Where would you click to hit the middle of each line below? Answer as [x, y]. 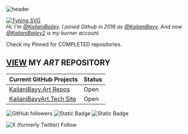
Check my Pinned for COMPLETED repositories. [64, 44]
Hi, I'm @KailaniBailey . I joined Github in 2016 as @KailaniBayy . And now [94, 27]
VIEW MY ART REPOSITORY [58, 63]
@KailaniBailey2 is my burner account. [53, 33]
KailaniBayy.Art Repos [40, 89]
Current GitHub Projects [43, 79]
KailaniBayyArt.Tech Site [43, 99]
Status [93, 79]
